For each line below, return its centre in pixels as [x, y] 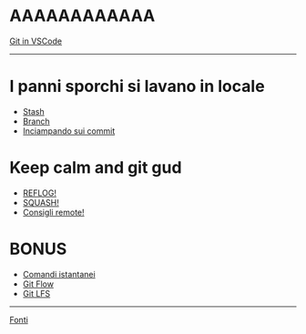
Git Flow [38, 284]
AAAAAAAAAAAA [82, 16]
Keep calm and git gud [96, 168]
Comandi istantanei [59, 274]
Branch [36, 121]
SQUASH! [41, 202]
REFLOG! [40, 193]
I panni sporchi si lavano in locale [138, 86]
